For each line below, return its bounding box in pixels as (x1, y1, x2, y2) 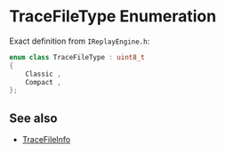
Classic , (25, 69, 62, 78)
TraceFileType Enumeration (9, 6, 217, 27)
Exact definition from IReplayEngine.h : (9, 36, 150, 46)
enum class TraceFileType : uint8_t (9, 52, 145, 61)
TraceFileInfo (21, 134, 71, 145)
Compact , (25, 77, 62, 86)
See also (9, 110, 58, 125)
